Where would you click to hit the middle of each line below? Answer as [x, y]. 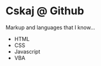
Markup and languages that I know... [50, 27]
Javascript [27, 51]
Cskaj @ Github [45, 11]
